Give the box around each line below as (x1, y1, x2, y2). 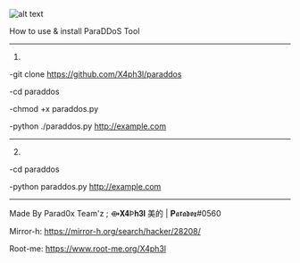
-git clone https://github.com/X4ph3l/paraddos (9, 69, 182, 80)
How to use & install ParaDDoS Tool (9, 26, 140, 36)
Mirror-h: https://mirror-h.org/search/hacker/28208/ (9, 226, 201, 236)
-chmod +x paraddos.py (9, 104, 99, 114)
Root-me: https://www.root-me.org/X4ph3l (9, 243, 167, 254)
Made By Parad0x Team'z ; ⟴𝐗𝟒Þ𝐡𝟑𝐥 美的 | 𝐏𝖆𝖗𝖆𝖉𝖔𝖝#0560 (9, 208, 221, 218)
